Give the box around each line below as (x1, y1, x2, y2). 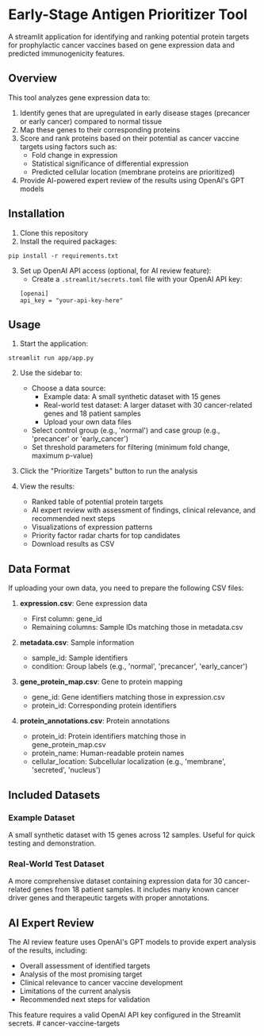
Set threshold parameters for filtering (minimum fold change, (31, 443, 230, 452)
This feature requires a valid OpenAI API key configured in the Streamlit (8, 1010, 241, 1019)
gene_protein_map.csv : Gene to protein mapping (19, 677, 183, 687)
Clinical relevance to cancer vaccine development (19, 977, 183, 987)
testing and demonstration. (8, 838, 97, 848)
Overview (8, 71, 58, 85)
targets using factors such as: (19, 141, 117, 152)
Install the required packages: (19, 236, 117, 246)
